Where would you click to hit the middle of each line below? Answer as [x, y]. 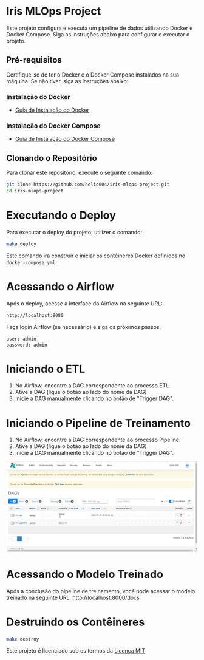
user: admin [21, 339]
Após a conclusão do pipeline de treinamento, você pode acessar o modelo [101, 591]
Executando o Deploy [61, 215]
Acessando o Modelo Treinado [85, 574]
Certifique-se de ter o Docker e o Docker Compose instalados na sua [93, 75]
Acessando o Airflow [60, 286]
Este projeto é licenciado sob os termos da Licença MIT [76, 650]
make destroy [23, 639]
